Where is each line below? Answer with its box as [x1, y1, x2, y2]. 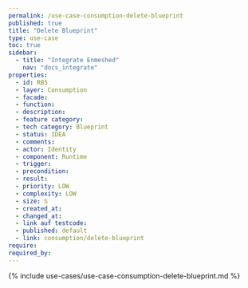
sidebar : [8, 49, 37, 57]
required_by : [8, 249, 52, 257]
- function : [15, 101, 56, 108]
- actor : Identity [15, 145, 77, 153]
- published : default [15, 227, 88, 235]
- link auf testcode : [15, 219, 88, 227]
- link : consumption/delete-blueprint [15, 235, 145, 243]
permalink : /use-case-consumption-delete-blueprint [8, 11, 183, 20]
